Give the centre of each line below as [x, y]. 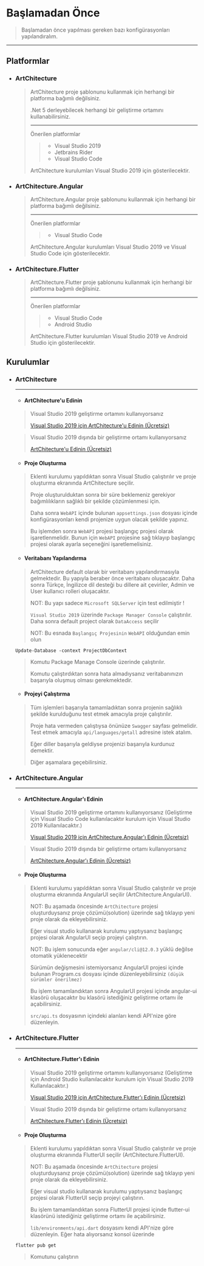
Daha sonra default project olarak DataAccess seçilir [94, 621]
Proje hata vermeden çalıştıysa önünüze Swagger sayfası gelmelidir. [114, 725]
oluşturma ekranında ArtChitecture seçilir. [82, 483]
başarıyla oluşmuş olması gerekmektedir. [81, 680]
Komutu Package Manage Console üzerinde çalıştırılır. [98, 662]
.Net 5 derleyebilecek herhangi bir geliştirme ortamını [97, 110]
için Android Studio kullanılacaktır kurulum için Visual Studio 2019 [112, 1079]
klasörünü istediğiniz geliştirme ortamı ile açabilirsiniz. [98, 1216]
